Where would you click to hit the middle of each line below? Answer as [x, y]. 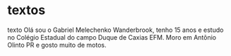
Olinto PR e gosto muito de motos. [57, 45]
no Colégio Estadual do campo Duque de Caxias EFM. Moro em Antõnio [112, 37]
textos [26, 10]
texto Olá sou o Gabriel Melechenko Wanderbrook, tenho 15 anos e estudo [115, 30]
